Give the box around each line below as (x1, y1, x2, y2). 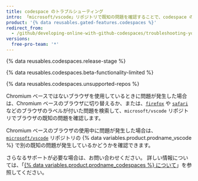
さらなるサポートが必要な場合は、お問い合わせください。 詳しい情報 (6, 154, 173, 161)
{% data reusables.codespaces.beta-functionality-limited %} (6, 69, 154, 76)
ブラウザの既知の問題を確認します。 (16, 114, 104, 121)
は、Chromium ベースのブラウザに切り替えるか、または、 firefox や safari (6, 99, 189, 106)
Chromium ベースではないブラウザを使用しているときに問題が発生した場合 (6, 92, 187, 99)
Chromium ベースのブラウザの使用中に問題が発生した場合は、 (6, 127, 157, 134)
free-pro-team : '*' (11, 42, 60, 48)
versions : (6, 36, 31, 42)
